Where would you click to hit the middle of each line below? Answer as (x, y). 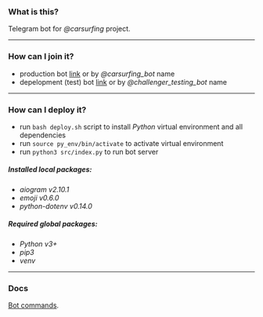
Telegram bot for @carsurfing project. (69, 29)
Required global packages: (53, 224)
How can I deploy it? (47, 110)
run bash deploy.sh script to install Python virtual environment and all (131, 126)
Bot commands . (34, 305)
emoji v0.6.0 (39, 198)
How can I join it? (41, 56)
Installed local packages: (50, 169)
